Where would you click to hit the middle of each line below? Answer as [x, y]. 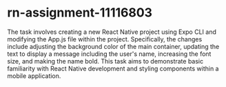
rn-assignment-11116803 [80, 13]
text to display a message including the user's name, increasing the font [109, 54]
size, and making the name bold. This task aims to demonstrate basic [105, 61]
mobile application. [34, 76]
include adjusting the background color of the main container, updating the [113, 46]
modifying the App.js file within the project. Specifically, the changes [105, 39]
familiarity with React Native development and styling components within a [113, 68]
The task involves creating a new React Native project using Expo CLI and [112, 32]
